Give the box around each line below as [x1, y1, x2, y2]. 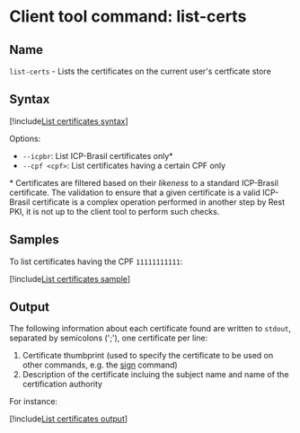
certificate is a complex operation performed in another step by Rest [31, 196, 286, 208]
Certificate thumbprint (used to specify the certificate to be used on [22, 350, 274, 361]
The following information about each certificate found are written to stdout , [9, 323, 292, 334]
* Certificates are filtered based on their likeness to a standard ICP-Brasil [9, 177, 278, 188]
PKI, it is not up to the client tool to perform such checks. [9, 206, 220, 216]
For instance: [9, 396, 58, 407]
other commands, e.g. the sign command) [22, 359, 178, 370]
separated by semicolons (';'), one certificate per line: [9, 332, 208, 343]
